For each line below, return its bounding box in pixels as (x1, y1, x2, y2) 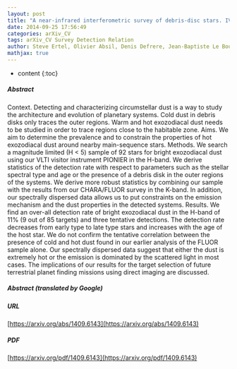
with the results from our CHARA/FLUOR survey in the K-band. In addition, (7, 185, 223, 194)
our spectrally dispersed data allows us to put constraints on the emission (7, 193, 222, 201)
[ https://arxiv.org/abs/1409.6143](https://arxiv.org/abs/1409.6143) (7, 320, 199, 328)
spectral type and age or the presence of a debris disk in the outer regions (7, 170, 224, 179)
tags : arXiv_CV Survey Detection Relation (7, 37, 134, 44)
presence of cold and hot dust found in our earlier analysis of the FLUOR (7, 238, 219, 246)
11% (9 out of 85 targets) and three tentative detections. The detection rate (7, 215, 224, 224)
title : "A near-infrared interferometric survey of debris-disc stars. (7, 17, 222, 24)
